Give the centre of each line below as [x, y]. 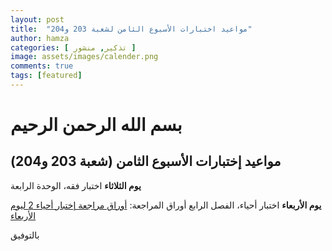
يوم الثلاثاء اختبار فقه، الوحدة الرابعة [76, 185]
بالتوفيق [25, 235]
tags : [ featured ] [46, 76]
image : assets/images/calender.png [84, 57]
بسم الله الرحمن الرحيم [96, 125]
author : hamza [40, 38]
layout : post [37, 19]
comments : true [42, 66]
